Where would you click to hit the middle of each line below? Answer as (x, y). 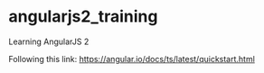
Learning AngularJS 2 (49, 41)
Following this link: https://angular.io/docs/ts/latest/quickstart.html (132, 59)
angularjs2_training (83, 17)
